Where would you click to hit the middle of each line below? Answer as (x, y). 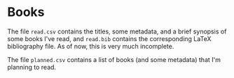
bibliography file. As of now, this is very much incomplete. (91, 46)
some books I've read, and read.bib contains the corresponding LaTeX (109, 38)
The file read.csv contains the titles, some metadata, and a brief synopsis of (117, 31)
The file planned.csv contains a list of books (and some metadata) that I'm (114, 59)
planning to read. (32, 67)
